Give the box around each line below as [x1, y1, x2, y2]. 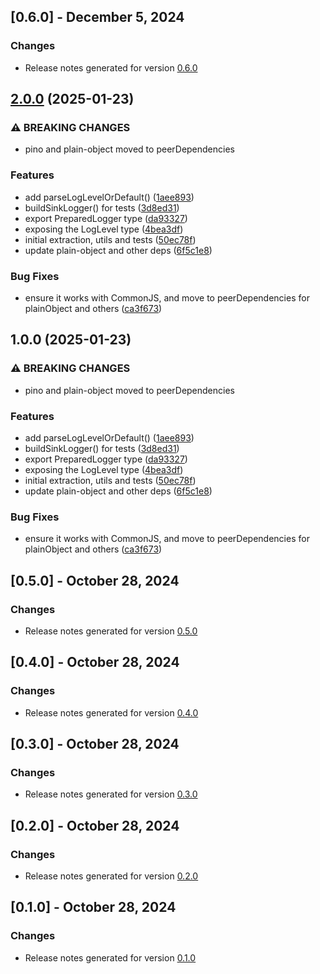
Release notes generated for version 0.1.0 [24, 951, 197, 964]
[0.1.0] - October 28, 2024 [10, 899, 177, 916]
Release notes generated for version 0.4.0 [24, 706, 199, 719]
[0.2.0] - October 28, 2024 [10, 817, 180, 834]
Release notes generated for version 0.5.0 [24, 625, 198, 637]
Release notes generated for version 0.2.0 [24, 870, 199, 882]
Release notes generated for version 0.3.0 [24, 788, 198, 800]
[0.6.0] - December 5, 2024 [10, 9, 185, 26]
